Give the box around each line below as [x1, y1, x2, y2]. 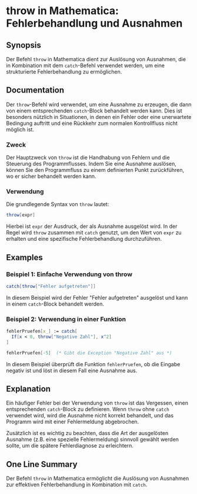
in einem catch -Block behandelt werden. [6, 300, 105, 307]
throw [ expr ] [6, 212, 35, 218]
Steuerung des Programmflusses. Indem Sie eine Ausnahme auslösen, [6, 160, 176, 167]
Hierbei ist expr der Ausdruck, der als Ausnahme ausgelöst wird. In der [6, 223, 178, 230]
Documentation [6, 85, 65, 95]
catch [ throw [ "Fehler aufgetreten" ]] [6, 283, 96, 289]
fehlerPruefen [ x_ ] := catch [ [6, 329, 78, 334]
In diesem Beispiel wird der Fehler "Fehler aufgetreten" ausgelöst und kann [6, 294, 188, 301]
